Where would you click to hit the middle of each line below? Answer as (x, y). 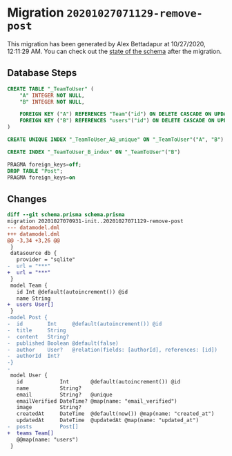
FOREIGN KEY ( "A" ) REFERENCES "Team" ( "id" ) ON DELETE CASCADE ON (116, 114)
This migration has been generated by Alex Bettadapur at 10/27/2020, (106, 44)
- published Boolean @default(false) (63, 343)
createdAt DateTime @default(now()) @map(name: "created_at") (115, 414)
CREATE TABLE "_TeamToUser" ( (51, 89)
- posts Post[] (43, 427)
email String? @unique (64, 395)
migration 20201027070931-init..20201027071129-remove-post (96, 221)
